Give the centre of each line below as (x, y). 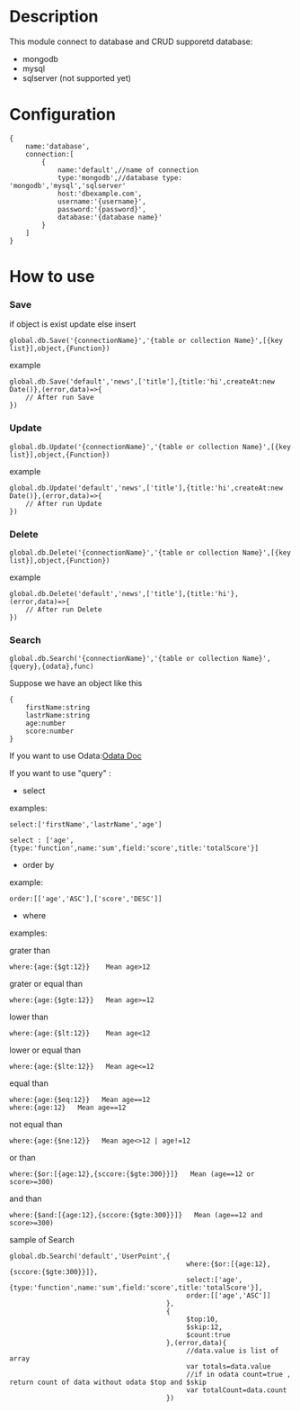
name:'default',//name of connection (128, 170)
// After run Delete (64, 610)
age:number (46, 724)
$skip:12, (204, 1327)
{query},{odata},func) (52, 667)
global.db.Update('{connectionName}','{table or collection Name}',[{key (150, 447)
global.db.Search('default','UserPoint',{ (90, 1257)
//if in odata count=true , (239, 1375)
